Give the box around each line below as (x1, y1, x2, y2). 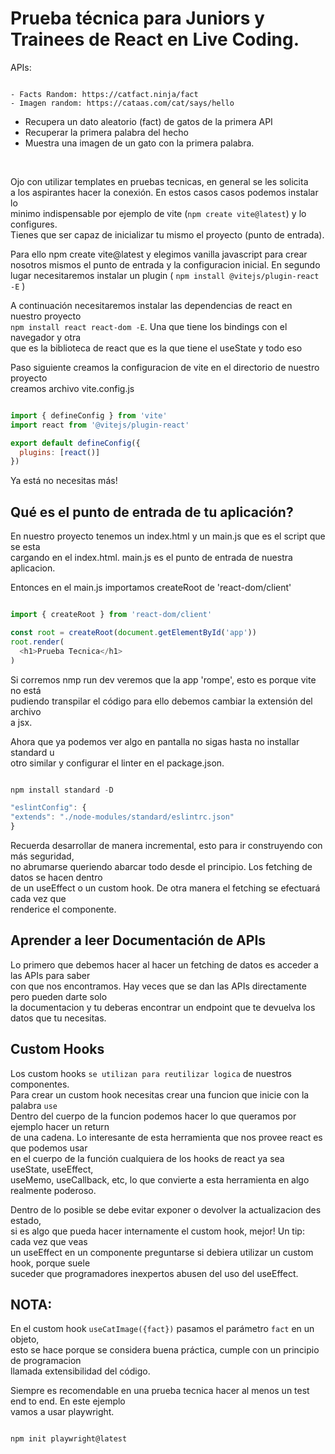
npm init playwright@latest (10, 1434, 128, 1444)
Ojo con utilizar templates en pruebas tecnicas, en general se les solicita (10, 175, 309, 187)
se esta (10, 541, 41, 553)
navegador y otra (10, 331, 82, 343)
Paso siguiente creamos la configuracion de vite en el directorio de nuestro (10, 361, 320, 373)
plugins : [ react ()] (19, 447, 101, 457)
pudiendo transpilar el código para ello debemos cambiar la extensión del (10, 695, 313, 707)
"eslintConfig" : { (10, 803, 87, 813)
